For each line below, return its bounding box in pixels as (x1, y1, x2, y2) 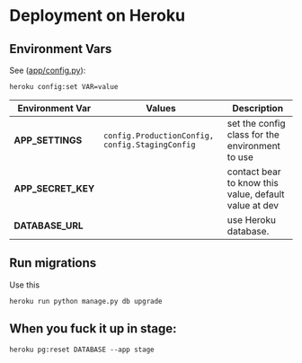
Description (232, 102, 284, 114)
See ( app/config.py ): (9, 65, 86, 75)
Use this (9, 279, 40, 290)
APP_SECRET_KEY (13, 182, 95, 194)
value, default (226, 188, 285, 200)
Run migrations (9, 255, 97, 270)
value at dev (226, 199, 280, 211)
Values (146, 102, 177, 114)
